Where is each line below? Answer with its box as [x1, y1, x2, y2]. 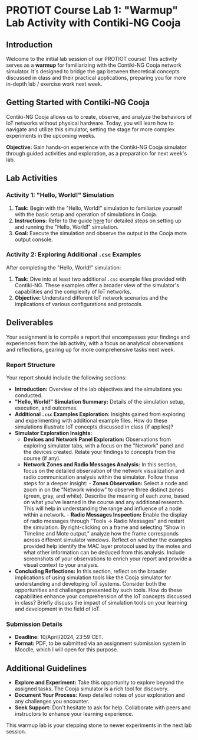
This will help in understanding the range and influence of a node [23, 505, 182, 512]
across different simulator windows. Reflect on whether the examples [23, 536, 192, 543]
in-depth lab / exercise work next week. [6, 80, 103, 87]
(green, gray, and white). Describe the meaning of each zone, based [23, 492, 190, 499]
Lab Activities [6, 173, 58, 183]
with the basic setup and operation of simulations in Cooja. [14, 210, 158, 218]
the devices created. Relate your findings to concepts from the [23, 448, 176, 455]
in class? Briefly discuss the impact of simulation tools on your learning [14, 599, 187, 606]
